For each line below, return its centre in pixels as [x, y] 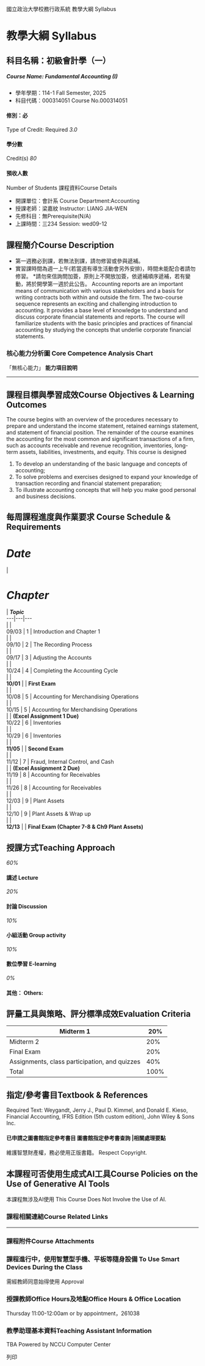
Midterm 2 [24, 1042]
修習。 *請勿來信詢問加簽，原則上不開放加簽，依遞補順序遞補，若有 [100, 276]
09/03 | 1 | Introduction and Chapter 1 [53, 632]
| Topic [15, 612]
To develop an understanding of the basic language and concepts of [101, 464]
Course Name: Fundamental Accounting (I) [62, 77]
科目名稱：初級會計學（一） [59, 60]
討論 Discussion [27, 906]
